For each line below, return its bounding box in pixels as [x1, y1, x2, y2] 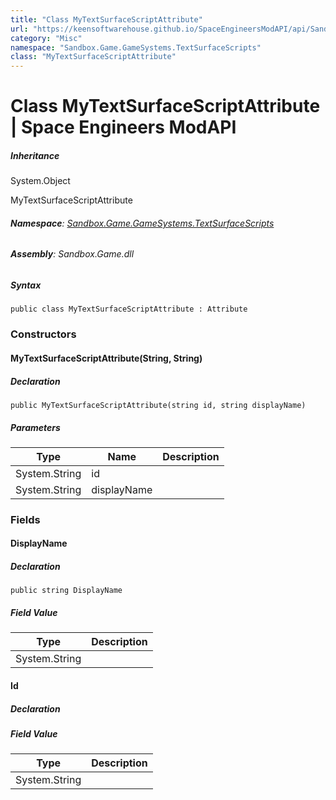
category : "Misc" [10, 33, 83, 43]
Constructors [10, 327, 77, 341]
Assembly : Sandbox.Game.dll [10, 248, 135, 260]
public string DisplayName [10, 586, 123, 596]
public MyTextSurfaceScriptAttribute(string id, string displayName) [10, 400, 307, 410]
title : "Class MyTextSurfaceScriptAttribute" [10, 14, 203, 25]
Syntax [10, 279, 42, 291]
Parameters [10, 421, 61, 433]
